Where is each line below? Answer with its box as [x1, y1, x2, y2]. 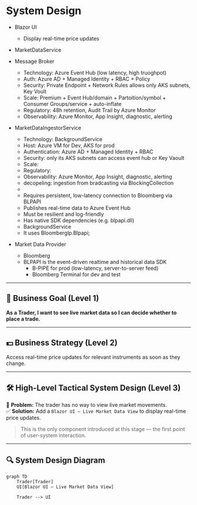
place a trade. [6, 315, 40, 322]
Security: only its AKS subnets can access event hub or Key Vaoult [23, 154, 185, 161]
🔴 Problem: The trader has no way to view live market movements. [6, 402, 167, 409]
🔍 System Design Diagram [6, 455, 106, 465]
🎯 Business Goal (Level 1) [6, 293, 100, 303]
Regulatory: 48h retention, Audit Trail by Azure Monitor [23, 106, 156, 113]
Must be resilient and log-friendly [23, 210, 104, 218]
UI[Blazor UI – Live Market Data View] [16, 484, 114, 490]
